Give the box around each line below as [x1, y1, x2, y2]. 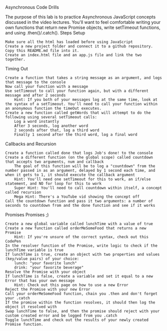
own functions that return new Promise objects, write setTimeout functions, [5, 24, 161, 30]
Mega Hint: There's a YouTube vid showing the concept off [14, 194, 140, 199]
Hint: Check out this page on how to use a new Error [14, 283, 128, 288]
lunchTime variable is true [5, 248, 64, 253]
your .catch [5, 296, 30, 301]
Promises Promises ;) [5, 212, 49, 218]
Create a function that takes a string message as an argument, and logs [5, 75, 162, 80]
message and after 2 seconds [5, 93, 66, 98]
